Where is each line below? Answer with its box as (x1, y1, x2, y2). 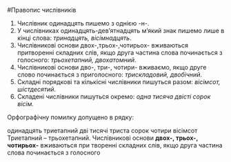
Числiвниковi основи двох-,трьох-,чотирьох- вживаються (17, 41, 188, 49)
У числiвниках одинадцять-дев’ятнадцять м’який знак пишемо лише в (17, 27, 225, 34)
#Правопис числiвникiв (7, 6, 77, 14)
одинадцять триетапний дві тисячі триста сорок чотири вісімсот (7, 127, 198, 134)
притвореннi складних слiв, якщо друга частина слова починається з (17, 48, 223, 57)
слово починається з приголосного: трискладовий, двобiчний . (17, 70, 202, 79)
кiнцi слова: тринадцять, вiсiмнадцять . (17, 34, 132, 42)
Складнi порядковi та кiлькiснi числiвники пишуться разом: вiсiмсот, (17, 78, 221, 85)
